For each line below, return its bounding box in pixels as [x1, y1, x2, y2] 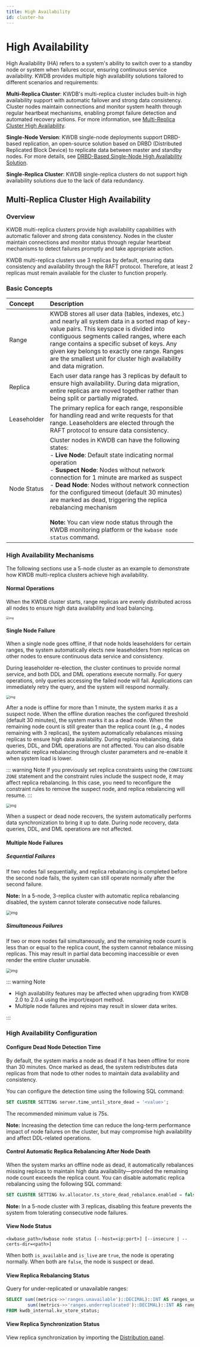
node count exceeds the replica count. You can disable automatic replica [6, 1174, 185, 1181]
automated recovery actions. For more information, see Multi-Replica [6, 116, 176, 123]
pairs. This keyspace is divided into [66, 325, 165, 333]
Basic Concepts [6, 285, 53, 293]
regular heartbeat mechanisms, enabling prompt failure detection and [6, 109, 177, 117]
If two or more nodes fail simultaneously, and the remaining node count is [6, 937, 186, 945]
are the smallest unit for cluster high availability [49, 355, 182, 363]
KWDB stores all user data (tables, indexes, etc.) [49, 310, 185, 318]
